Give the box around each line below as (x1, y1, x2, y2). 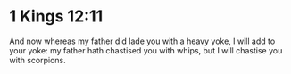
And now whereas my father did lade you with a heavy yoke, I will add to (9, 36, 276, 46)
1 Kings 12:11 (9, 6, 104, 27)
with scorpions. (9, 54, 66, 65)
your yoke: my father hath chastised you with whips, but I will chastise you (9, 45, 283, 55)
